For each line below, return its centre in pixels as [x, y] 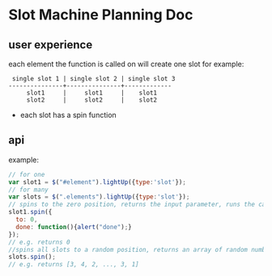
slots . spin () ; [32, 257]
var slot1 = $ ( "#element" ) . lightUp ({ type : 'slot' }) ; [97, 182]
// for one [27, 174]
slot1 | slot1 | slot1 [92, 93]
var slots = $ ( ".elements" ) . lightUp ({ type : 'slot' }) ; [99, 197]
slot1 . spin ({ [30, 212]
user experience [51, 45]
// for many [28, 190]
